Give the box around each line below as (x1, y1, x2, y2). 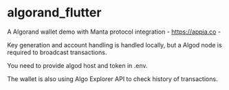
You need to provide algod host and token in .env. (7, 61, 148, 69)
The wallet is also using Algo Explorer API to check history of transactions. (7, 74, 218, 83)
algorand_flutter (7, 5, 102, 21)
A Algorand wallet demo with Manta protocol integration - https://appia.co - (7, 27, 221, 36)
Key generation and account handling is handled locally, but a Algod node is (7, 41, 222, 49)
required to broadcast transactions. (7, 48, 107, 56)
